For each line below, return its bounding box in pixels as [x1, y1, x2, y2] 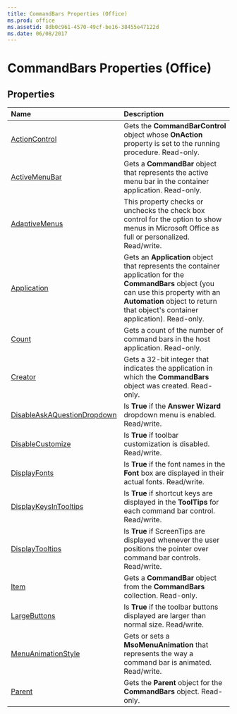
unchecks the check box [123, 206, 205, 216]
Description [123, 109, 164, 119]
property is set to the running [123, 139, 221, 149]
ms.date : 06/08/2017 [7, 30, 68, 37]
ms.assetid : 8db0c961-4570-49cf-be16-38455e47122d [7, 23, 159, 30]
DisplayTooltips [11, 544, 62, 554]
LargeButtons [11, 611, 56, 621]
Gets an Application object [123, 252, 214, 262]
